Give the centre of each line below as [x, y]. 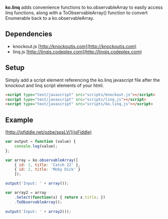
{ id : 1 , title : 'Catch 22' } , [47, 165]
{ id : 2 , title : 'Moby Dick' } [47, 170]
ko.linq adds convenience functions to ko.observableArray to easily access [84, 7]
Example [19, 120]
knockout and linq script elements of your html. [55, 85]
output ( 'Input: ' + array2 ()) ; [38, 211]
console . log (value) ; [36, 146]
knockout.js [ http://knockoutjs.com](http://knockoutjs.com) [75, 46]
